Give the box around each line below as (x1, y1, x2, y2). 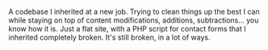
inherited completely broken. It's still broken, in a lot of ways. (8, 32, 211, 42)
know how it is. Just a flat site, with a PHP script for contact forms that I (8, 24, 246, 33)
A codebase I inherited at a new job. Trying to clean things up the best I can (8, 7, 260, 16)
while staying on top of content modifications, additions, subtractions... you (8, 15, 259, 25)
